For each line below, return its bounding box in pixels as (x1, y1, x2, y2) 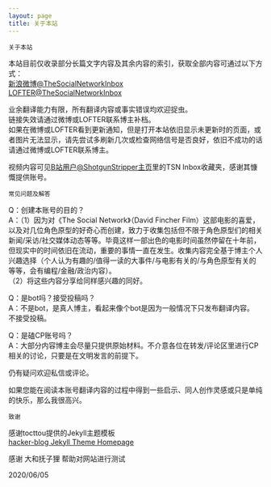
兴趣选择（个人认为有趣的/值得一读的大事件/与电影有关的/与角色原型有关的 (8, 256, 256, 265)
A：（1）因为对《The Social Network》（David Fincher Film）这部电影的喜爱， (8, 215, 260, 225)
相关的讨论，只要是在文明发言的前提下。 (8, 350, 143, 360)
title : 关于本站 (8, 19, 58, 28)
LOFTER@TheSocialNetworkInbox (8, 87, 123, 97)
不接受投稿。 (8, 313, 51, 323)
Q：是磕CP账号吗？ (8, 330, 73, 340)
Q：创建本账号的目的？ (8, 205, 85, 214)
